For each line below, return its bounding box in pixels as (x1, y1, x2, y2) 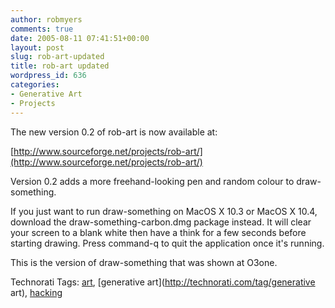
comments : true (10, 24, 74, 34)
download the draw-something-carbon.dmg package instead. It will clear (10, 216, 312, 228)
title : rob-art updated (10, 61, 110, 71)
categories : (10, 80, 60, 90)
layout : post (10, 42, 65, 53)
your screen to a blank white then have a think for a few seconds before (10, 226, 307, 238)
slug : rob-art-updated (10, 52, 105, 62)
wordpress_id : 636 (10, 71, 87, 81)
